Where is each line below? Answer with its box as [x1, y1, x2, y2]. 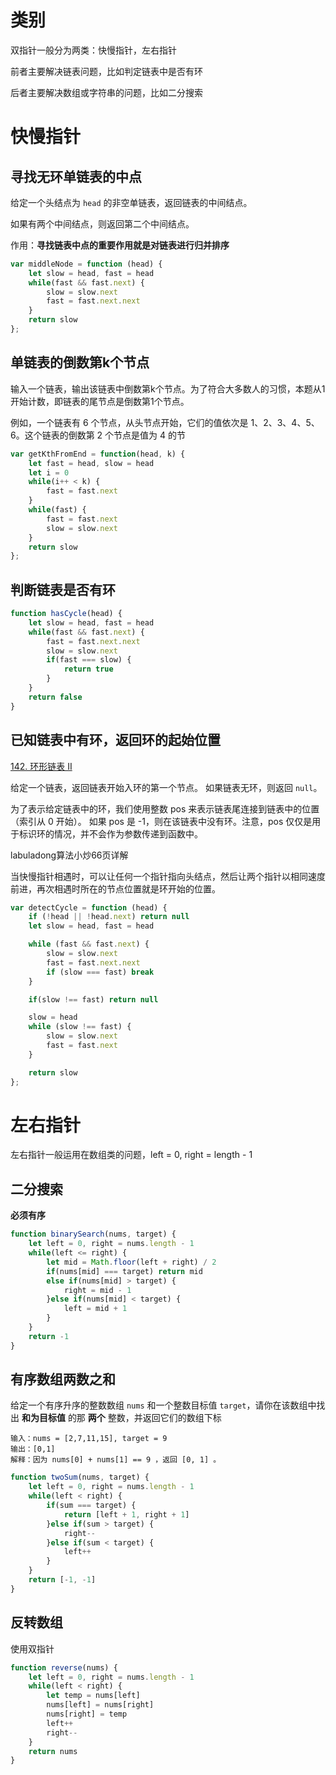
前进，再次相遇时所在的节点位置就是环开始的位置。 [10, 882, 221, 895]
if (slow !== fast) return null [28, 994, 159, 1005]
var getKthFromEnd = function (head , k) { [10, 449, 186, 459]
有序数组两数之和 [10, 1371, 116, 1388]
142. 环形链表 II [10, 760, 73, 772]
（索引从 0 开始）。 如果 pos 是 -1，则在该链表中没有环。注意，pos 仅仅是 [10, 815, 313, 827]
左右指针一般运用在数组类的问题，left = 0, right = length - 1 [10, 1149, 253, 1161]
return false [28, 692, 83, 702]
